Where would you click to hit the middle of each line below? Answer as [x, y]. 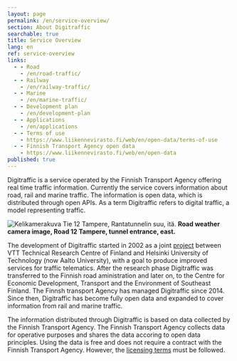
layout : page [27, 14]
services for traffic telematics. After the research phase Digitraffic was [110, 268]
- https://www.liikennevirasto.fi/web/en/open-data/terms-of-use [119, 140]
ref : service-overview [41, 54]
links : [17, 61]
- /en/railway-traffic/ [56, 87]
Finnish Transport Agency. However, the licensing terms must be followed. [116, 350]
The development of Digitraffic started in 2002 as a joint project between [115, 245]
